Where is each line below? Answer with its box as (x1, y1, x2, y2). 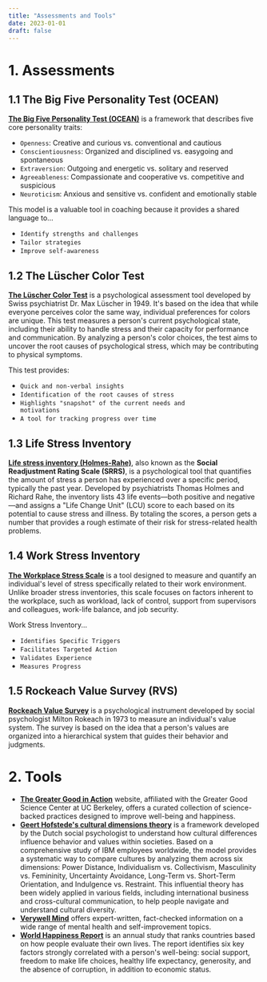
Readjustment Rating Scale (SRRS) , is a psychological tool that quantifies (8, 466, 252, 476)
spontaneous (19, 155, 64, 165)
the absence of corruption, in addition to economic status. (19, 964, 212, 974)
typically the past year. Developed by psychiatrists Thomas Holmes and (8, 484, 245, 493)
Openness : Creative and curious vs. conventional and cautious (19, 138, 222, 148)
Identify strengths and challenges (19, 230, 139, 239)
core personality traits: (8, 123, 82, 132)
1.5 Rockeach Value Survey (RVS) (8, 684, 178, 698)
